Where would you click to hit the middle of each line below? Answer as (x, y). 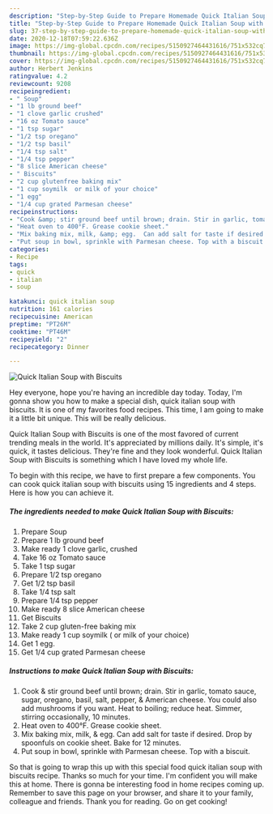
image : (20, 46)
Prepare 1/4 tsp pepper (60, 601)
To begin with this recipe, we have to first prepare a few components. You (132, 475)
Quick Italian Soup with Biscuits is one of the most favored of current (124, 434)
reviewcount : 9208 (40, 83)
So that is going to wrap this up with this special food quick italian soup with (136, 767)
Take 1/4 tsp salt (48, 592)
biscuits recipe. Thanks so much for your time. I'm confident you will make (133, 776)
